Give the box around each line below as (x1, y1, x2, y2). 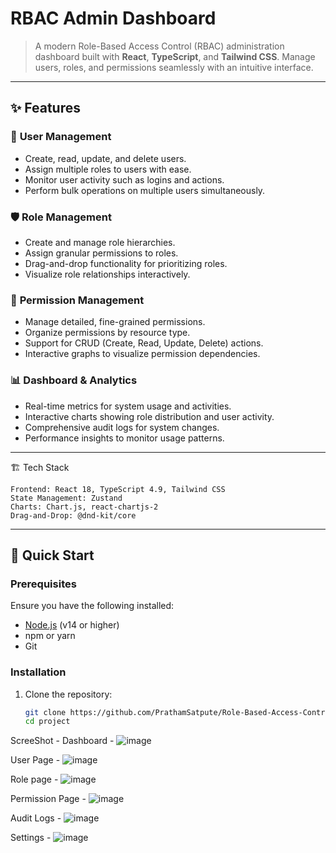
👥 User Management (10, 130, 112, 144)
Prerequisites (10, 577, 77, 591)
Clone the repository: (24, 688, 113, 700)
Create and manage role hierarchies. (24, 236, 176, 248)
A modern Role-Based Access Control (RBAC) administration (34, 40, 285, 52)
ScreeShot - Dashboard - (10, 735, 115, 747)
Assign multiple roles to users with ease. (24, 163, 192, 175)
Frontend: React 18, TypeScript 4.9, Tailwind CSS (10, 484, 226, 494)
